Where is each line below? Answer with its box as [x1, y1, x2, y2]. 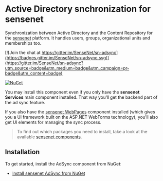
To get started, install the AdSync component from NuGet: [5, 161, 122, 166]
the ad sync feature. [5, 99, 45, 105]
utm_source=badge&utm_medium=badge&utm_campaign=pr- [5, 65, 129, 71]
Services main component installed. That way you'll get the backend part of [5, 94, 158, 100]
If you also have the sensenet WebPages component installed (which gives [5, 109, 156, 115]
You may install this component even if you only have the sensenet [5, 89, 140, 95]
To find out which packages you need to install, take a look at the [17, 128, 147, 134]
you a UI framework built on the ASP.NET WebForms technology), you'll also [5, 114, 158, 120]
